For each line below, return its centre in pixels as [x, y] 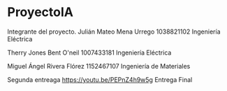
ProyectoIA [40, 12]
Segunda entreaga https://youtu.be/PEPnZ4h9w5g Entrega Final [100, 79]
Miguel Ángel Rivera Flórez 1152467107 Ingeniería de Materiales [99, 66]
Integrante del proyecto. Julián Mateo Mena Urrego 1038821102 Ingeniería [114, 31]
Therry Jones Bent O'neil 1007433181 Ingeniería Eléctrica [89, 52]
